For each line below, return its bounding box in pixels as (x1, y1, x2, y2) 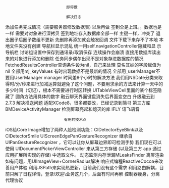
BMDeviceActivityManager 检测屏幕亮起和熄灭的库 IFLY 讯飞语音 (5, 106, 140, 112)
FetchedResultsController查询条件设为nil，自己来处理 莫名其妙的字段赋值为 (5, 62, 161, 68)
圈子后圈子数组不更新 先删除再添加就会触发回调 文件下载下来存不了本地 (9, 37, 158, 42)
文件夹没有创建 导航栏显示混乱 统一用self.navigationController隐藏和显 (9, 43, 156, 49)
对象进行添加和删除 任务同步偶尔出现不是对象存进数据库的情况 (14, 56, 144, 62)
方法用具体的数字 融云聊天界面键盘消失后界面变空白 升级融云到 (24, 93, 155, 100)
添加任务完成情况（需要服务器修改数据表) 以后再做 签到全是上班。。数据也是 (5, 24, 162, 30)
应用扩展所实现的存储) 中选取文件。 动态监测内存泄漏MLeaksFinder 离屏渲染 (5, 152, 164, 158)
